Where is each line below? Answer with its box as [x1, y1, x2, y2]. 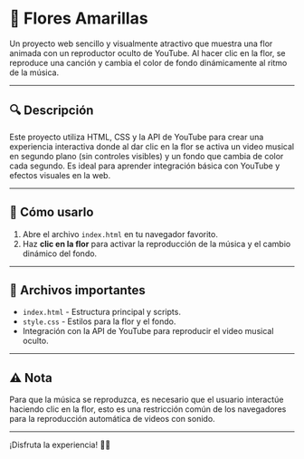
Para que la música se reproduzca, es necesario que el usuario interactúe [9, 394, 284, 406]
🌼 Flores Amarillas [9, 8, 148, 29]
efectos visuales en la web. [9, 169, 111, 180]
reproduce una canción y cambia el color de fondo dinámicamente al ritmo [9, 57, 288, 68]
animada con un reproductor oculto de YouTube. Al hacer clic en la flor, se [9, 47, 286, 58]
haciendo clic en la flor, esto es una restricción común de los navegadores [9, 404, 287, 415]
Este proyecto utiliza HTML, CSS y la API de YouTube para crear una [9, 131, 264, 142]
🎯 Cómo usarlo [9, 205, 94, 220]
